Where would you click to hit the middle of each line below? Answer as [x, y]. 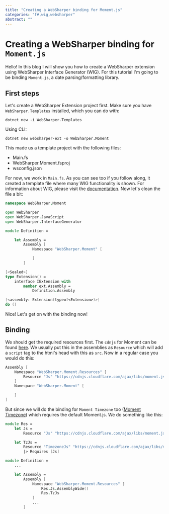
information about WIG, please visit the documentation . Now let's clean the [83, 189]
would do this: [20, 358]
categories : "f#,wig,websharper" [40, 15]
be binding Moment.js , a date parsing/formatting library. [62, 77]
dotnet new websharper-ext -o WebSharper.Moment [57, 139]
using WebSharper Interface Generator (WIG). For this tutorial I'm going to [82, 72]
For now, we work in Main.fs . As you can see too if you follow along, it [78, 178]
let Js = [23, 429]
